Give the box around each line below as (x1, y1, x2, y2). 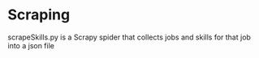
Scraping (7, 6, 71, 24)
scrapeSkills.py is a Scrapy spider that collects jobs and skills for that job (7, 32, 251, 42)
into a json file (7, 40, 54, 50)
